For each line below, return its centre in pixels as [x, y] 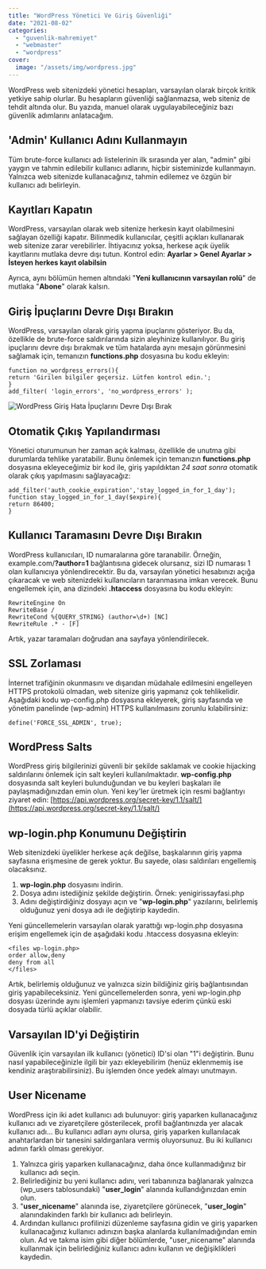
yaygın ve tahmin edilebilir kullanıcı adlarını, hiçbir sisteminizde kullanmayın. [132, 168]
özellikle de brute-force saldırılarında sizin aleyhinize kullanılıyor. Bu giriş [127, 340]
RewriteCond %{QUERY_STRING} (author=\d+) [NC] [89, 617]
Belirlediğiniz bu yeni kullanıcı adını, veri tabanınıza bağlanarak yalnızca [137, 1181]
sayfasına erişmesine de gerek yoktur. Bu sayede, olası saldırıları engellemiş [132, 861]
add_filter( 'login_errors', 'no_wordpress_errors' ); [101, 392]
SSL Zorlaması [45, 664]
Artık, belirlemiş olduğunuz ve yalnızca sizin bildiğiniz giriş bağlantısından [128, 984]
